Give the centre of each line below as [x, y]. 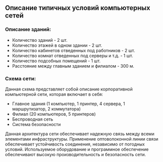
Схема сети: [21, 78]
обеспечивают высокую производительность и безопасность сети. [75, 154]
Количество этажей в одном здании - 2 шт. [57, 45]
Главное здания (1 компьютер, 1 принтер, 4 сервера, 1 [69, 104]
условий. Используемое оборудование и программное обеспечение [77, 149]
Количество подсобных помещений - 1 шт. [56, 61]
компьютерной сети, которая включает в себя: [54, 94]
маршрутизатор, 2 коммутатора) [46, 108]
